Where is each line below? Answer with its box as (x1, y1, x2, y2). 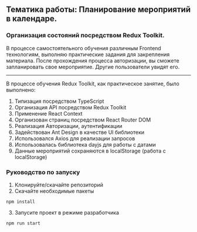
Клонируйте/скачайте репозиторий (14, 181, 104, 188)
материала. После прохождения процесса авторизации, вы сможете (6, 57, 180, 64)
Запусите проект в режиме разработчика (14, 209, 119, 216)
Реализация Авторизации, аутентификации (14, 122, 123, 129)
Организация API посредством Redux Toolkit (14, 103, 127, 110)
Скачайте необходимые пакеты (14, 187, 94, 195)
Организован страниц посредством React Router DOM (14, 116, 151, 123)
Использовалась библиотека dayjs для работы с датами (14, 141, 157, 148)
